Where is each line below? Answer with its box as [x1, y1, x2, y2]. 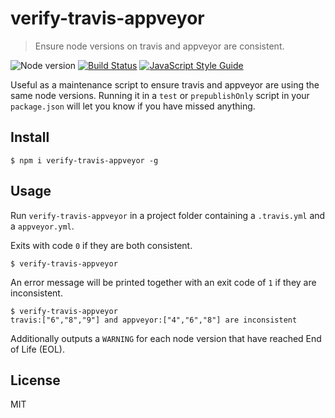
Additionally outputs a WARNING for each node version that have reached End [10, 332, 322, 344]
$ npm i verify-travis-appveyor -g [10, 155, 159, 166]
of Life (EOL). [10, 343, 65, 355]
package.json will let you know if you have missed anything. [10, 100, 256, 112]
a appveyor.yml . [10, 220, 75, 232]
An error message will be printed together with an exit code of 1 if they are [10, 276, 317, 288]
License [10, 372, 61, 389]
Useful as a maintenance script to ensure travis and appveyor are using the [10, 78, 320, 91]
